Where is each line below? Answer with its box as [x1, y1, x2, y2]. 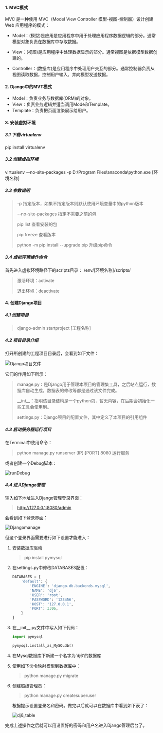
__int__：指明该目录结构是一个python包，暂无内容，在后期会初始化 [17, 398, 151, 404]
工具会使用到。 [21, 404, 52, 410]
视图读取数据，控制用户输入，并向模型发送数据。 [12, 72, 110, 77]
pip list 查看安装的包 [17, 221, 57, 227]
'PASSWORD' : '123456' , [30, 597, 76, 602]
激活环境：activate [17, 278, 54, 283]
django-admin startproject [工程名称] [17, 325, 91, 331]
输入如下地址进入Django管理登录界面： [5, 495, 84, 501]
